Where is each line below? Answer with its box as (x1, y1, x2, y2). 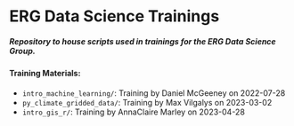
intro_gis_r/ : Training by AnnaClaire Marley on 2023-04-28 (21, 106, 245, 117)
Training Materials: (9, 68, 81, 79)
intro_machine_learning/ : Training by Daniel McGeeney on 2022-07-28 (21, 87, 286, 98)
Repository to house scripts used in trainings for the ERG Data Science (9, 35, 276, 46)
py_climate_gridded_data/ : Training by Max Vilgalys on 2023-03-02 (21, 97, 273, 107)
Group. (9, 45, 36, 56)
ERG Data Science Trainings (9, 6, 220, 27)
